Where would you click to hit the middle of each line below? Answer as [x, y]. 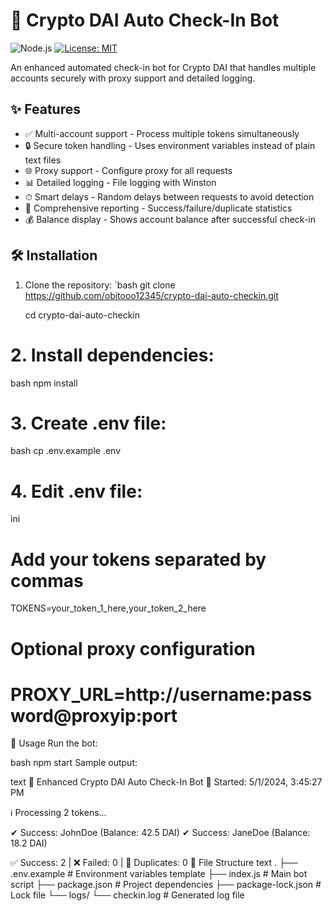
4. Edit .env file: [76, 491]
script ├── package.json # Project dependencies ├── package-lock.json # [166, 885]
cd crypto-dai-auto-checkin [82, 315]
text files [43, 160]
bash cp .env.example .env [66, 451]
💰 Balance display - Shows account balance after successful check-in [170, 219]
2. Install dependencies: [112, 355]
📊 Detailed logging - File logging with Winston [120, 182]
